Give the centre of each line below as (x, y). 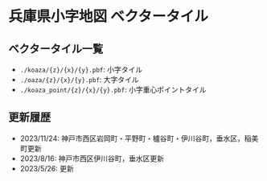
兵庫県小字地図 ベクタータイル (109, 16)
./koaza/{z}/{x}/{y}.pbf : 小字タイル (81, 70)
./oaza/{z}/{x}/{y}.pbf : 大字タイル (79, 80)
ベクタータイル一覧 (56, 49)
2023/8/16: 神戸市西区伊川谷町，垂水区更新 (92, 158)
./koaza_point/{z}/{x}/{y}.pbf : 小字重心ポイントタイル (113, 90)
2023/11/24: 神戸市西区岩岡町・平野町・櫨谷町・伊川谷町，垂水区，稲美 (139, 138)
